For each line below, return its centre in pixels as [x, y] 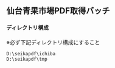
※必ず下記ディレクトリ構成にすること [53, 42]
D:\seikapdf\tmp [27, 59]
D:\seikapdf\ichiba [31, 53]
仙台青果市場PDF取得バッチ [58, 11]
